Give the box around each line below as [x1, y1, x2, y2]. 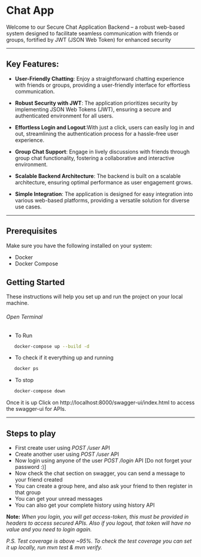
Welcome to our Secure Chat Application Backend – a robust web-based [6, 23, 185, 31]
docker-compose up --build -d [14, 343, 90, 349]
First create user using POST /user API [14, 444, 111, 452]
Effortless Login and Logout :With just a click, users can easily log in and [14, 123, 194, 131]
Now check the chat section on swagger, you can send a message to [14, 470, 185, 477]
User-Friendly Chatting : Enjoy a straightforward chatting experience [14, 75, 184, 82]
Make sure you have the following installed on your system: [6, 242, 153, 249]
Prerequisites [6, 226, 57, 237]
